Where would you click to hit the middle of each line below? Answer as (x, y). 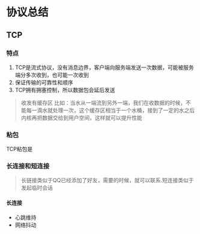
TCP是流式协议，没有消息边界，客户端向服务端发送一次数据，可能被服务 (104, 67)
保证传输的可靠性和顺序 (44, 82)
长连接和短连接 (28, 166)
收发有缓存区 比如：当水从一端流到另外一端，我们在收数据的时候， (103, 102)
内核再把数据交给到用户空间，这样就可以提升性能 (81, 117)
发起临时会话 (37, 188)
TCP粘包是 (20, 149)
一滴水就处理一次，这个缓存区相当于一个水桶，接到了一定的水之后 (113, 110)
